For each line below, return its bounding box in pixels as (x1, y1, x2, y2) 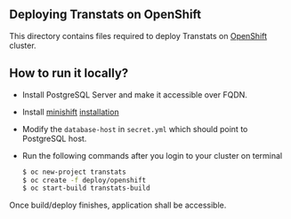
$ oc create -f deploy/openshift (21, 176, 147, 184)
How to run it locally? (9, 66, 129, 81)
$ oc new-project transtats (21, 168, 126, 176)
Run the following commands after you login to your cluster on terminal (21, 150, 283, 160)
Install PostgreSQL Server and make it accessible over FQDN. (21, 89, 247, 100)
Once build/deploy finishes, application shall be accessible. (9, 199, 227, 211)
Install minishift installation (21, 106, 119, 117)
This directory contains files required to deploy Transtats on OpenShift (9, 30, 268, 41)
